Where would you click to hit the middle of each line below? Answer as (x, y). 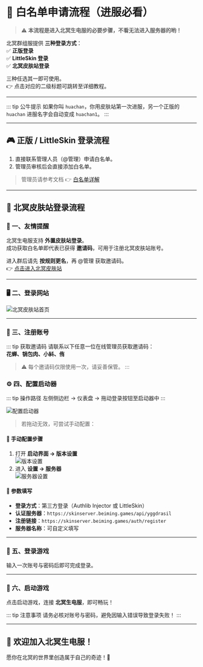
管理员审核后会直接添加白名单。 (55, 166)
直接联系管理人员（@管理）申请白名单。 (65, 159)
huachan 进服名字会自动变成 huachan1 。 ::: (58, 114)
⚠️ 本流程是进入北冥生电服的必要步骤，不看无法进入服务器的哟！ (101, 30)
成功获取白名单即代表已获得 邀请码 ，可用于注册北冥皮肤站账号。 (86, 248)
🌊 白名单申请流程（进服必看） (80, 12)
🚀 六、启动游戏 (28, 588)
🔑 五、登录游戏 (28, 551)
